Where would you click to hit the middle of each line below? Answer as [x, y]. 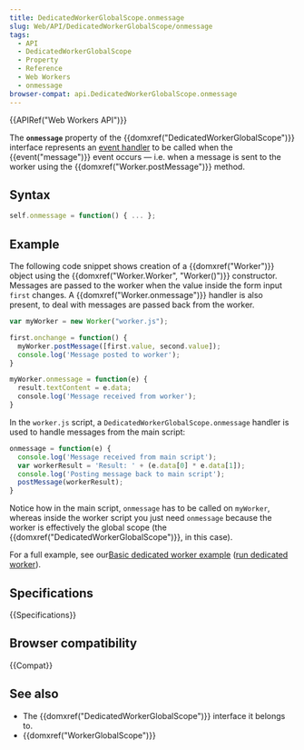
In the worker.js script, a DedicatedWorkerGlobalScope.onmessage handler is [149, 422]
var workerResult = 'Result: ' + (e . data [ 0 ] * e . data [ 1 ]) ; [132, 465]
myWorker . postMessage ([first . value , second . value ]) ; [119, 346]
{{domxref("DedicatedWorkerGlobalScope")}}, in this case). [121, 537]
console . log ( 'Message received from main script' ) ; [118, 457]
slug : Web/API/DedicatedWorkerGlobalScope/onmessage [111, 26]
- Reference [40, 69]
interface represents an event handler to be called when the [121, 147]
